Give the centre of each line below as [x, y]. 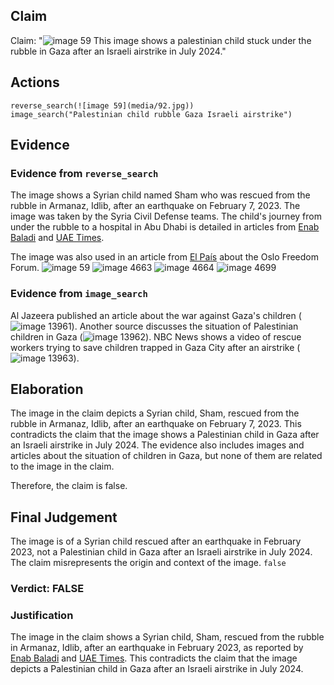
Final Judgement [64, 517]
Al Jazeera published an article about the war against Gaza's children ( [156, 315]
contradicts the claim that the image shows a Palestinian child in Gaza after [165, 435]
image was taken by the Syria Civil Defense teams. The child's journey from [166, 216]
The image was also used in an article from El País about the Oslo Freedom [164, 257]
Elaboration [47, 389]
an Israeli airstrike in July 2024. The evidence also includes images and [157, 445]
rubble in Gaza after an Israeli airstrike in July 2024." [118, 51]
